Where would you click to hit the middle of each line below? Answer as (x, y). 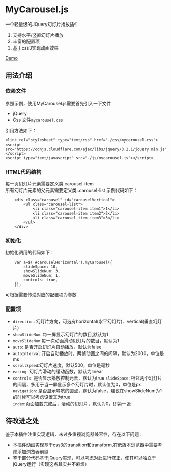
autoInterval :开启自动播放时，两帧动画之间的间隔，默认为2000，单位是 (88, 353)
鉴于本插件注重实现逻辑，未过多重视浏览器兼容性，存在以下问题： (74, 434)
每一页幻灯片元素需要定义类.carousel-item (50, 184)
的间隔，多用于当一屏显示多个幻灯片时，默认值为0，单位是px (77, 384)
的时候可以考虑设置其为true (41, 397)
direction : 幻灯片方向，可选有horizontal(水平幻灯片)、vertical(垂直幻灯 (87, 321)
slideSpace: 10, (41, 267)
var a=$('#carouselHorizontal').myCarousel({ (64, 262)
